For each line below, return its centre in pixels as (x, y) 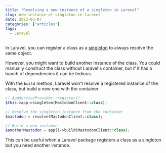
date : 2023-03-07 (24, 19)
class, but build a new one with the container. (52, 89)
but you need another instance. (38, 145)
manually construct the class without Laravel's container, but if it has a (79, 68)
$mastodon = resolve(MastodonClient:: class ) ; (54, 117)
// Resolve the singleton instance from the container (64, 112)
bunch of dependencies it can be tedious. (49, 73)
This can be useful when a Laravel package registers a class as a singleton (83, 140)
